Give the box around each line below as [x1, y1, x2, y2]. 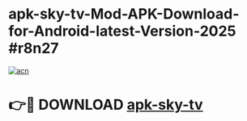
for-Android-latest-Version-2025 [8, 22, 236, 40]
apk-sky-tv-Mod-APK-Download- [8, 5, 240, 23]
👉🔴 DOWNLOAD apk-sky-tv [8, 96, 204, 114]
